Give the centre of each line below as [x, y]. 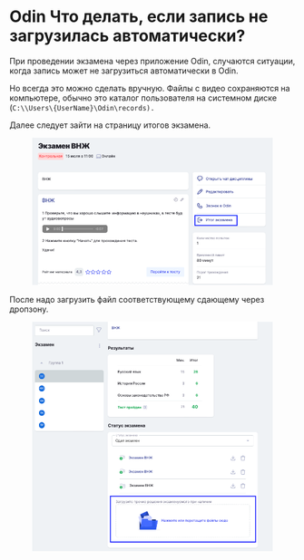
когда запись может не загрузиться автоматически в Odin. [124, 71]
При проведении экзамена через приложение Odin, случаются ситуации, [152, 61]
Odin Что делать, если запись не [139, 17]
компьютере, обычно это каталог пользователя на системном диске [143, 98]
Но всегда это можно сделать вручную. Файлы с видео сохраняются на [150, 88]
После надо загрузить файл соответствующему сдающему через [137, 299]
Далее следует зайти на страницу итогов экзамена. [110, 125]
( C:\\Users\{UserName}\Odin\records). [82, 107]
